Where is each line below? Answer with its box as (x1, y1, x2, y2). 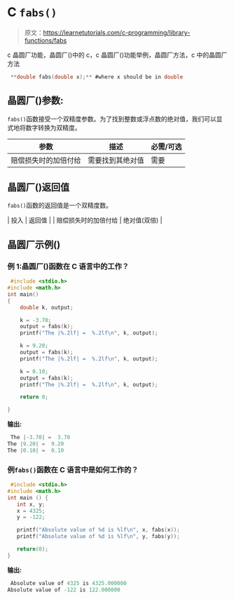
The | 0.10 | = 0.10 (7, 447, 64, 454)
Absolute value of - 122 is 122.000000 (7, 586, 121, 593)
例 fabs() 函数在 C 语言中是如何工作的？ (7, 464, 139, 474)
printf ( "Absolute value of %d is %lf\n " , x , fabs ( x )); (16, 527, 180, 534)
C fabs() (7, 4, 57, 20)
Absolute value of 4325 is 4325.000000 (10, 579, 128, 586)
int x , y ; (16, 501, 46, 508)
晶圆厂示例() (7, 238, 61, 250)
